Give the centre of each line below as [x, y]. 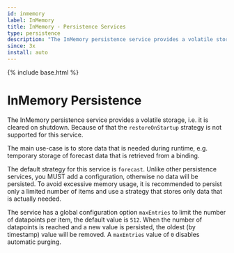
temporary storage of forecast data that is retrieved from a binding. [103, 155]
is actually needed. [34, 199]
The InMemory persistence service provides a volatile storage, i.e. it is [108, 120]
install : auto [28, 53]
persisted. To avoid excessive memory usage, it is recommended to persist [115, 184]
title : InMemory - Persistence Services [67, 26]
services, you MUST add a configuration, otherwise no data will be [103, 176]
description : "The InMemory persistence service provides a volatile [110, 40]
